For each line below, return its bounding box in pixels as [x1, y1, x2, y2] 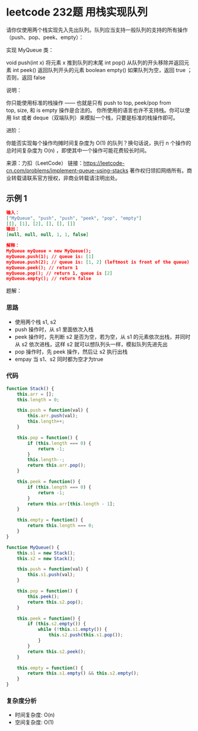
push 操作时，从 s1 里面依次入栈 [14, 326, 94, 333]
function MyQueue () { [6, 544, 60, 551]
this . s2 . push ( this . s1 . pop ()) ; [48, 632, 123, 638]
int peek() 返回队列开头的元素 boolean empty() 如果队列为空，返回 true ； [12, 66, 193, 73]
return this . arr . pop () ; [27, 463, 86, 468]
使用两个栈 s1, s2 [14, 318, 56, 325]
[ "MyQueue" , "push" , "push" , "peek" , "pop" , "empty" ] [6, 215, 142, 221]
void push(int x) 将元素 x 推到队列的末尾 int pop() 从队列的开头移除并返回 [6, 59, 184, 66]
